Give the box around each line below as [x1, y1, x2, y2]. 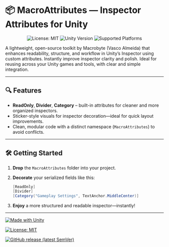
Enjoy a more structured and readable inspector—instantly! [12, 203, 136, 209]
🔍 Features [5, 87, 42, 95]
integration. [5, 66, 29, 72]
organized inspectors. [12, 107, 58, 114]
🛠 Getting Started [5, 149, 63, 157]
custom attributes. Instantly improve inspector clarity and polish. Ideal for [5, 55, 157, 61]
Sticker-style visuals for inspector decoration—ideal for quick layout [12, 113, 154, 119]
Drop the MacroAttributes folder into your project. [12, 164, 116, 171]
